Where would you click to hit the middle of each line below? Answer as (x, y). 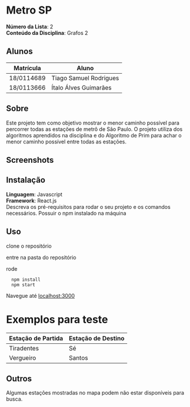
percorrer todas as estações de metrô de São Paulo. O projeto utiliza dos (94, 129)
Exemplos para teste (57, 319)
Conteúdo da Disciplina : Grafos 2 (47, 32)
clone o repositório (29, 246)
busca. (14, 399)
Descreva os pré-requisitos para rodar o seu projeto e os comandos (88, 206)
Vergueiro (23, 357)
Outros (19, 378)
